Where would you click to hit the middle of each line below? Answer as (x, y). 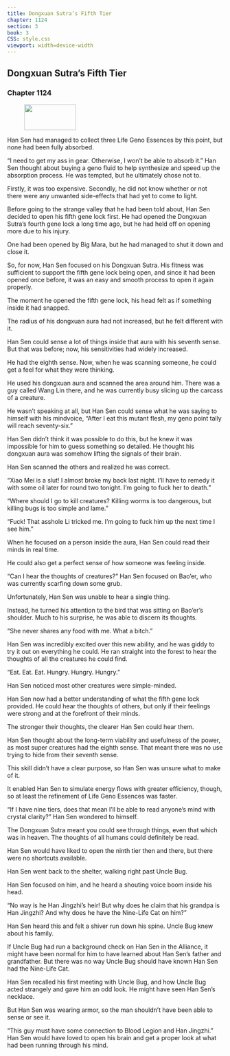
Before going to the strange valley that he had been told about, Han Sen (109, 209)
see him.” (20, 529)
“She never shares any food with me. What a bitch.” (80, 631)
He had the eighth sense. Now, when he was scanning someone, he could (112, 362)
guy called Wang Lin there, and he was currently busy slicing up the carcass (115, 390)
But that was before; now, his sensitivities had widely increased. (97, 349)
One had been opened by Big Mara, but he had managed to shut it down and (115, 244)
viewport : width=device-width (50, 45)
